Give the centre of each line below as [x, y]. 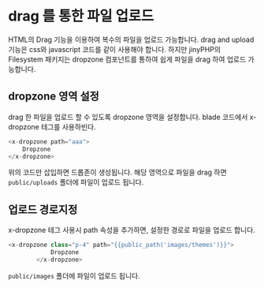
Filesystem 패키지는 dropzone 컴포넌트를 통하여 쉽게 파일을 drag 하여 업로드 [127, 59]
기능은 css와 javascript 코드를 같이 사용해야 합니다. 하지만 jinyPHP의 [115, 49]
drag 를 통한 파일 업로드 [81, 16]
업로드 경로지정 [43, 209]
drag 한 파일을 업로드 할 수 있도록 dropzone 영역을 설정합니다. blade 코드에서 [128, 117]
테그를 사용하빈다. [68, 126]
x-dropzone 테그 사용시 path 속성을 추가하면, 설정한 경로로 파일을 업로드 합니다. [132, 230]
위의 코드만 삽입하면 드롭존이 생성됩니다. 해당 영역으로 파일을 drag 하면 [117, 172]
